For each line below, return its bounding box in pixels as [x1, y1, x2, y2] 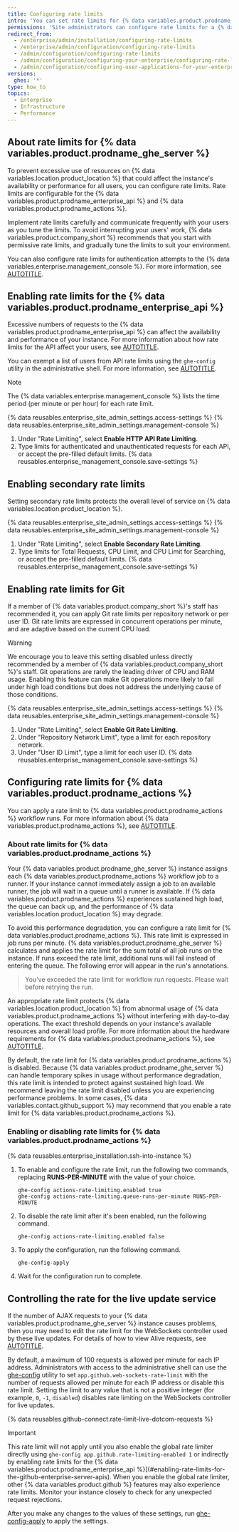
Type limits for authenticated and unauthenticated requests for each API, [17, 442, 231, 451]
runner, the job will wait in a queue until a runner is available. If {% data [7, 887, 216, 896]
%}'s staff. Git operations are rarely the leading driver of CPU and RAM [7, 668, 215, 676]
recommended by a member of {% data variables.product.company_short [7, 660, 223, 668]
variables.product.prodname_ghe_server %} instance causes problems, [7, 1319, 217, 1327]
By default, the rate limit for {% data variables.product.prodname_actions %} [7, 1056, 232, 1065]
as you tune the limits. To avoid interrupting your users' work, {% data [7, 225, 212, 234]
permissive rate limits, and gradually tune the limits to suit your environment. [7, 240, 231, 249]
